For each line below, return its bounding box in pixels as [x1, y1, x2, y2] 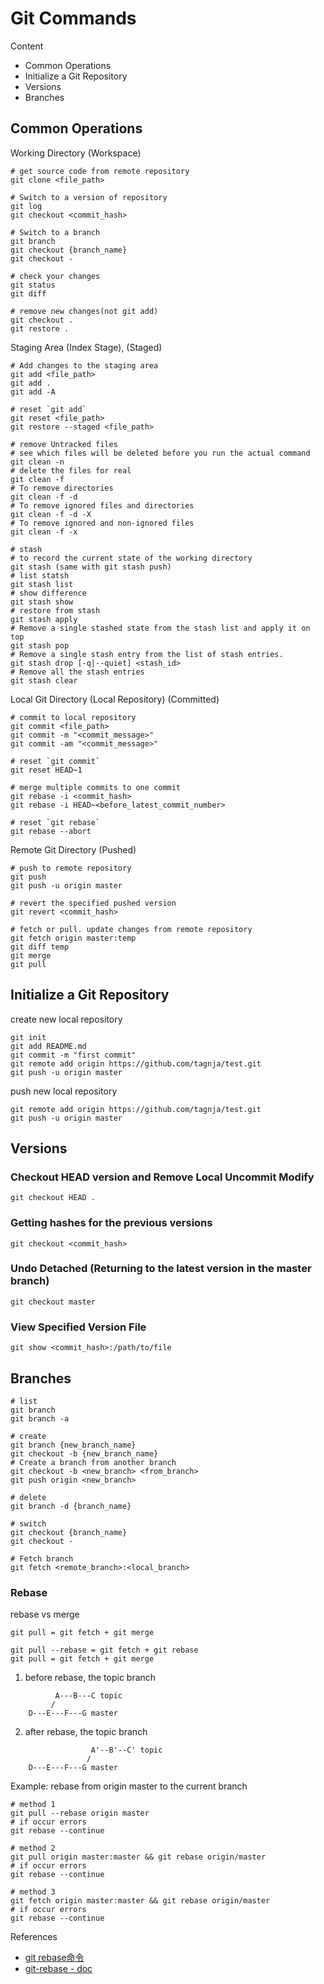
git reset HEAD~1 [10, 765, 83, 775]
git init [10, 1032, 47, 1042]
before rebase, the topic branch [24, 1672, 157, 1684]
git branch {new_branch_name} [10, 1440, 137, 1450]
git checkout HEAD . [10, 1193, 97, 1203]
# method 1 [10, 1800, 56, 1810]
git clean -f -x [10, 527, 78, 537]
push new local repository [10, 1085, 118, 1097]
